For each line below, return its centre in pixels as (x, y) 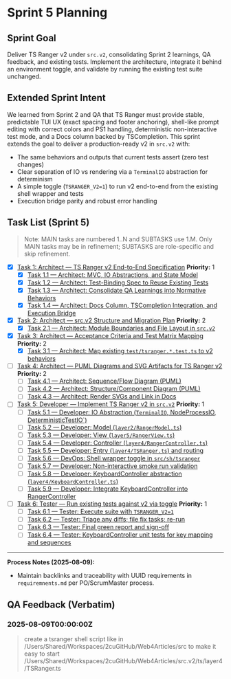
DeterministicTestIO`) (57, 420)
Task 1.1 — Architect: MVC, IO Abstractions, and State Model (112, 275)
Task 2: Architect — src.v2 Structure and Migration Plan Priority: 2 (111, 320)
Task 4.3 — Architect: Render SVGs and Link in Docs (102, 397)
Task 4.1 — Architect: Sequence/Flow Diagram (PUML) (104, 381)
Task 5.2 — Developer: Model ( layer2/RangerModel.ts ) (104, 427)
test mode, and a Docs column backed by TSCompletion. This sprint (104, 136)
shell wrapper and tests (50, 193)
